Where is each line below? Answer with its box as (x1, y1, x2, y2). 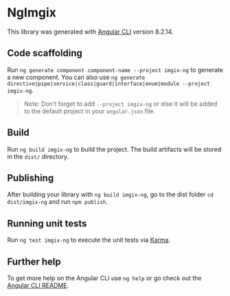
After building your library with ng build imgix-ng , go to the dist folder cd (7, 190, 214, 198)
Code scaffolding (7, 47, 82, 59)
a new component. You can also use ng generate (7, 73, 146, 81)
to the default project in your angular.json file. (23, 106, 156, 115)
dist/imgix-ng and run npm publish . (7, 198, 108, 206)
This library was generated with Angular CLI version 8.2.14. (7, 27, 174, 36)
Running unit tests (7, 218, 87, 229)
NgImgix (7, 5, 56, 21)
